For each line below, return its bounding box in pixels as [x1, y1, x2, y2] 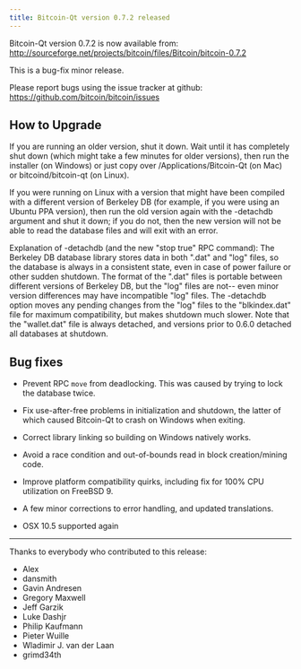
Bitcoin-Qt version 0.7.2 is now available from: [9, 38, 179, 48]
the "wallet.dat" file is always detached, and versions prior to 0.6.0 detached [9, 319, 292, 330]
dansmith [21, 573, 57, 584]
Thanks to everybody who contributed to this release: [9, 546, 208, 557]
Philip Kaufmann [21, 621, 83, 632]
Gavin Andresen [21, 583, 82, 594]
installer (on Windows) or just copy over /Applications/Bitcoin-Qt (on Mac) [9, 161, 283, 171]
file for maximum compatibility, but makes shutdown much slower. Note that [9, 309, 289, 320]
